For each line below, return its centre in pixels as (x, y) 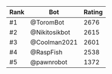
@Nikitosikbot (50, 32)
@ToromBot (47, 22)
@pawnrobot (49, 62)
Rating (93, 12)
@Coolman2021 (54, 42)
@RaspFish (46, 52)
